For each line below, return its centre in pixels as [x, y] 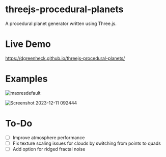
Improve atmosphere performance [49, 137]
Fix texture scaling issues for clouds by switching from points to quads [87, 143]
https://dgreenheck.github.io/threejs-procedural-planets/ [65, 58]
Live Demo [28, 44]
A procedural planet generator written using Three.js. [61, 23]
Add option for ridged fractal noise [49, 149]
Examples [26, 79]
